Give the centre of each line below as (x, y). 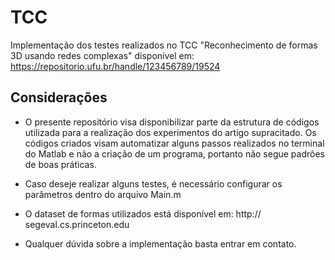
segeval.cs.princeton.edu (77, 224)
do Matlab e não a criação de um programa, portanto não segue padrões (174, 153)
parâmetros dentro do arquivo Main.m (103, 194)
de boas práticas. (60, 164)
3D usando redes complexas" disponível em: (102, 55)
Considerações (59, 97)
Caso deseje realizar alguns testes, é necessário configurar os (153, 183)
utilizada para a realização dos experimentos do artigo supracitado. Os (170, 132)
